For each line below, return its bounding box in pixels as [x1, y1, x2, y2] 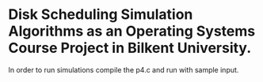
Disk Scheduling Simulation [8, 6, 193, 24]
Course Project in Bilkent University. [8, 39, 252, 57]
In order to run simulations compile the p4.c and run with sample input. [8, 65, 239, 74]
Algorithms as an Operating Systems [8, 22, 256, 40]
